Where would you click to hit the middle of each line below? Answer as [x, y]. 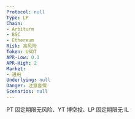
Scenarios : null [27, 92]
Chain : [15, 23]
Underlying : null [29, 80]
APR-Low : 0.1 [23, 57]
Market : [16, 69]
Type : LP [17, 18]
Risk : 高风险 [21, 46]
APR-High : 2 [21, 63]
